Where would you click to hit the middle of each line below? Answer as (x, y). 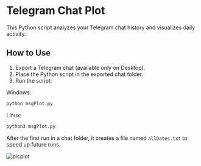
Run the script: (33, 80)
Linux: (14, 115)
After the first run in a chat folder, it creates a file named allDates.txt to (97, 138)
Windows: (19, 92)
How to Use (29, 53)
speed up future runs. (33, 144)
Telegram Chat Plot (56, 11)
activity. (16, 33)
